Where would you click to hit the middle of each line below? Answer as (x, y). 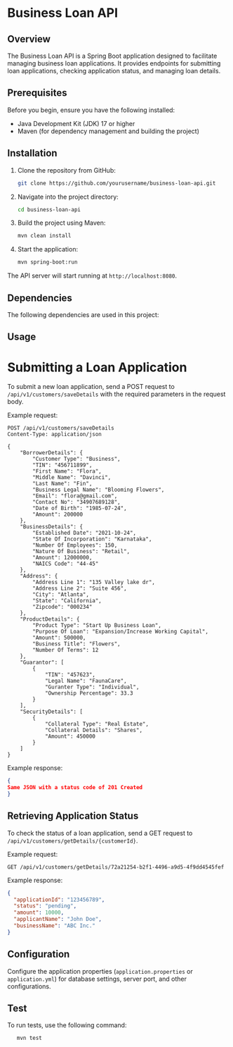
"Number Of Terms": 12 (66, 650)
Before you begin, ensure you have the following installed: (91, 110)
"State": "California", (67, 601)
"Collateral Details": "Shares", (93, 731)
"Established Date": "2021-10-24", (85, 533)
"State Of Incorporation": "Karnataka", (92, 539)
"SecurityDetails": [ (51, 712)
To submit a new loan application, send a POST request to (91, 387)
